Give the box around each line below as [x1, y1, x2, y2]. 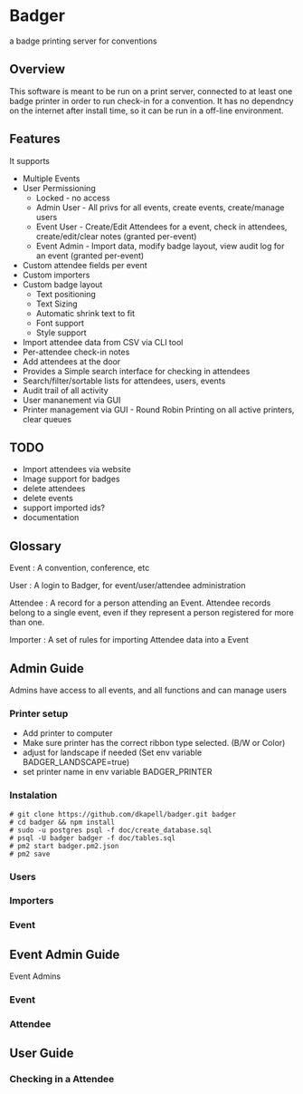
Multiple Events [22, 173, 80, 184]
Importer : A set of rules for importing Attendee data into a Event [9, 634, 249, 645]
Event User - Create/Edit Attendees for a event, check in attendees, [35, 221, 288, 232]
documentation [22, 512, 80, 523]
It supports [9, 155, 51, 166]
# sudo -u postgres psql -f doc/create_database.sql [9, 826, 213, 835]
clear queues [22, 413, 72, 424]
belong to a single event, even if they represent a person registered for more [9, 607, 294, 618]
